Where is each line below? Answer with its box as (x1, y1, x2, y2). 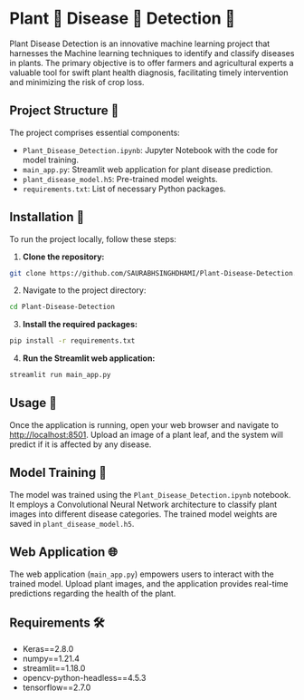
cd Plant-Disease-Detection (9, 303, 116, 312)
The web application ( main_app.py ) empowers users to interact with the (9, 569, 274, 579)
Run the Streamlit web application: (22, 353, 156, 364)
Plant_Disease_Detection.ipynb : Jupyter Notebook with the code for (22, 144, 279, 155)
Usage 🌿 (9, 395, 57, 411)
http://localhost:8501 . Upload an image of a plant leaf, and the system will (9, 429, 283, 440)
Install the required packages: (22, 319, 138, 330)
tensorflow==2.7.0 (22, 682, 91, 693)
